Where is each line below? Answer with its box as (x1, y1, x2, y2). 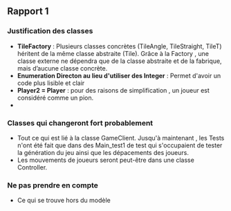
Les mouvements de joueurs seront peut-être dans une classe (17, 156, 195, 164)
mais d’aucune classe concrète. (17, 64, 108, 72)
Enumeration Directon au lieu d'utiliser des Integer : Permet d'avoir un (17, 71, 221, 80)
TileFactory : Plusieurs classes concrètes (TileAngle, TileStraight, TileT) (17, 42, 223, 51)
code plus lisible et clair (17, 79, 85, 87)
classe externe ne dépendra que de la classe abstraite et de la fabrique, (17, 57, 223, 65)
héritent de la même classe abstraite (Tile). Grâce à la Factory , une (17, 49, 210, 57)
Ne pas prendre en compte (7, 180, 99, 190)
